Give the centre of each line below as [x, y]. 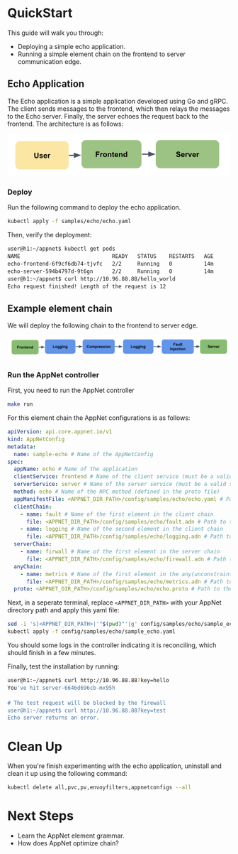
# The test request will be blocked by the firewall [87, 703]
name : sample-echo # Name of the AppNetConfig [84, 454]
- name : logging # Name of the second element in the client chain [121, 529]
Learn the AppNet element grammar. [71, 836]
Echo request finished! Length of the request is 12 [87, 286]
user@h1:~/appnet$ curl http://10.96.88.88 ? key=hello [89, 681]
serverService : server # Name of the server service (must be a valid [120, 485]
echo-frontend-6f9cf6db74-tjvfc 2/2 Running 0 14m [110, 264]
